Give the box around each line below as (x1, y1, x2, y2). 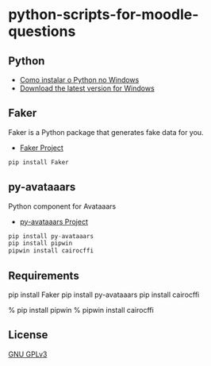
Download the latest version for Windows (19, 83, 155, 93)
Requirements (8, 268, 79, 283)
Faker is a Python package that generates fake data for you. (8, 127, 204, 137)
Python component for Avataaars (8, 201, 117, 211)
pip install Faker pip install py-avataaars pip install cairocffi (8, 290, 200, 299)
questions (8, 22, 76, 40)
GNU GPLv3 (8, 349, 48, 359)
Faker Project (19, 143, 63, 152)
